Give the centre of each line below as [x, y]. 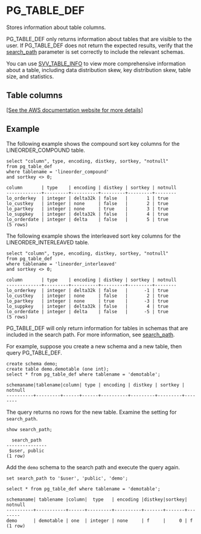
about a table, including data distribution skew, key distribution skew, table [99, 70]
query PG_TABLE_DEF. [34, 353]
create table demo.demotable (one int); [58, 369]
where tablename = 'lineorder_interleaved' [62, 264]
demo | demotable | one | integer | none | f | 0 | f [100, 521]
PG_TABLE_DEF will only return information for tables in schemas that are [97, 328]
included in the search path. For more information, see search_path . [91, 334]
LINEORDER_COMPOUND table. [46, 150]
